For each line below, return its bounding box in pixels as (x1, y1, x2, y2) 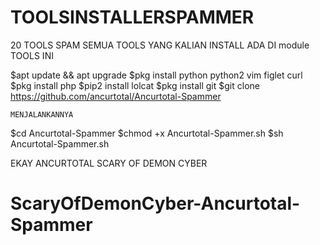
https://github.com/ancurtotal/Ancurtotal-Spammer (10, 90, 222, 102)
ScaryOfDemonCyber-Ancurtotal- (10, 192, 301, 215)
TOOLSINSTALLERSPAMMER (10, 6, 255, 29)
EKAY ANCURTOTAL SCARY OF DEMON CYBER (10, 157, 208, 169)
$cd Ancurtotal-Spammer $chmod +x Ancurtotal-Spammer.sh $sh (10, 127, 284, 139)
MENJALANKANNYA (10, 109, 74, 120)
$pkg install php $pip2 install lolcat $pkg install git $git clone (10, 79, 260, 91)
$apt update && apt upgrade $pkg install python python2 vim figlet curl (10, 69, 303, 81)
